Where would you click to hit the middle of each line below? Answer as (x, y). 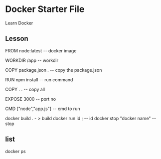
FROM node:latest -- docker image (41, 50)
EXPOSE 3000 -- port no (31, 99)
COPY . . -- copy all (25, 89)
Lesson (17, 39)
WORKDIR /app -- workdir (32, 60)
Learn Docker (19, 23)
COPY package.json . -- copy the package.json (54, 70)
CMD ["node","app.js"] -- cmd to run (43, 109)
